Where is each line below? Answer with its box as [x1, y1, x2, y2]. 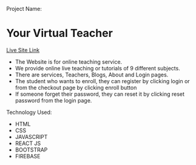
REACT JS [15, 140, 41, 147]
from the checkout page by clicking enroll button [15, 84, 137, 91]
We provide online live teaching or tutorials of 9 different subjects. [15, 64, 180, 72]
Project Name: [6, 5, 42, 12]
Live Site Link [6, 46, 40, 53]
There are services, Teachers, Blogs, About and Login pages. [15, 71, 169, 78]
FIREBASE [15, 152, 41, 160]
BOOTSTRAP [15, 146, 48, 153]
